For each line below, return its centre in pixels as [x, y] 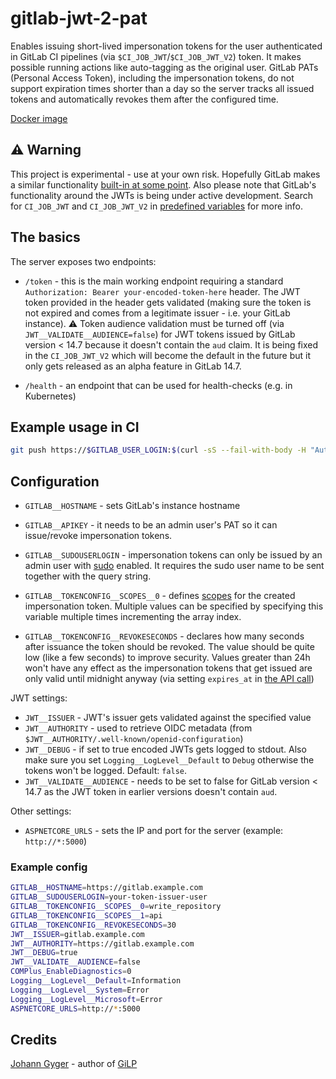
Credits [34, 1040]
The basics [45, 237]
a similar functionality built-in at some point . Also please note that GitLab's [163, 184]
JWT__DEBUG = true [44, 953]
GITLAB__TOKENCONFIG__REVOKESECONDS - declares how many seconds [164, 636]
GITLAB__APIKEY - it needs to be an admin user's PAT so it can [151, 525]
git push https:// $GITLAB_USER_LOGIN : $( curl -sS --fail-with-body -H [158, 450]
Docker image [39, 118]
